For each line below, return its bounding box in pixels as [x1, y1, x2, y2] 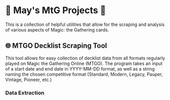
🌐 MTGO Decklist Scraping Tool [5, 42, 108, 50]
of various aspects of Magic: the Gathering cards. [5, 26, 109, 32]
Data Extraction [5, 89, 45, 96]
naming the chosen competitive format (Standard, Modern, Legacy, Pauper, [5, 71, 163, 77]
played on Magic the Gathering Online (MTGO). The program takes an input [5, 60, 163, 66]
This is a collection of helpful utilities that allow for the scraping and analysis [5, 21, 165, 27]
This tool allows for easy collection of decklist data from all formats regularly [5, 55, 165, 61]
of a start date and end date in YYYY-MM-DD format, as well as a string [5, 65, 155, 72]
